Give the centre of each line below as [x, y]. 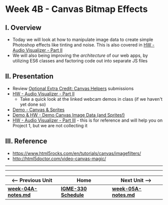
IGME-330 [74, 189]
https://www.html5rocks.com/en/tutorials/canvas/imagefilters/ [77, 153]
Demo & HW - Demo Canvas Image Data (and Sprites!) [68, 115]
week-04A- [22, 189]
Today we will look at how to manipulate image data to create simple [83, 39]
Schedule [72, 195]
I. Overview [23, 28]
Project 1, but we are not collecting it [50, 125]
